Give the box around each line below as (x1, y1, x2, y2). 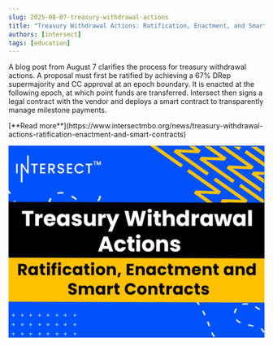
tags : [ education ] (8, 39, 71, 47)
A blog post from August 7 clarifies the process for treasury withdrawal (8, 62, 246, 72)
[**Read (8, 121, 38, 131)
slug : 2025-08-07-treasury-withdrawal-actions (8, 13, 169, 21)
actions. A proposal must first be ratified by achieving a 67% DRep (8, 71, 232, 80)
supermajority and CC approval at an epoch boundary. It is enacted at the (8, 80, 254, 89)
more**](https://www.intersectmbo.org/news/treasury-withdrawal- (39, 121, 263, 131)
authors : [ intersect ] (8, 30, 82, 38)
